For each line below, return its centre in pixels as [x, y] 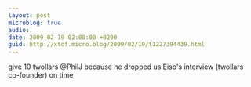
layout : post [29, 15]
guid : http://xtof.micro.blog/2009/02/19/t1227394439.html [107, 45]
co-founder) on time [41, 75]
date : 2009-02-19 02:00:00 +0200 [63, 37]
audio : [19, 30]
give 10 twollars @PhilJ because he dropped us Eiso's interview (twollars [126, 67]
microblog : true [35, 23]
